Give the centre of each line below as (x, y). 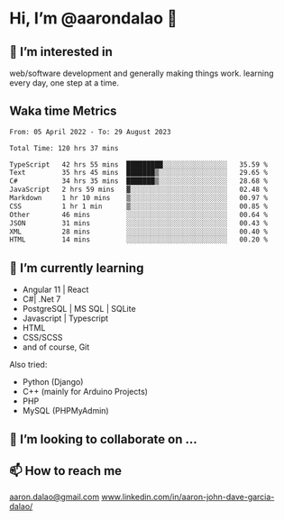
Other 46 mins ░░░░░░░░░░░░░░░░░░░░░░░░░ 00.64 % (139, 214)
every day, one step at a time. (64, 83)
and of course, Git (56, 347)
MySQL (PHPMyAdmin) (66, 411)
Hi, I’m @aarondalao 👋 (93, 18)
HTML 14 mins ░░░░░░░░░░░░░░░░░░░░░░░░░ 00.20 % (139, 240)
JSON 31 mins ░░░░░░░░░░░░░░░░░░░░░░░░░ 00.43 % (139, 223)
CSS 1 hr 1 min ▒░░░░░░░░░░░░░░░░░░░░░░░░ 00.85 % (139, 206)
